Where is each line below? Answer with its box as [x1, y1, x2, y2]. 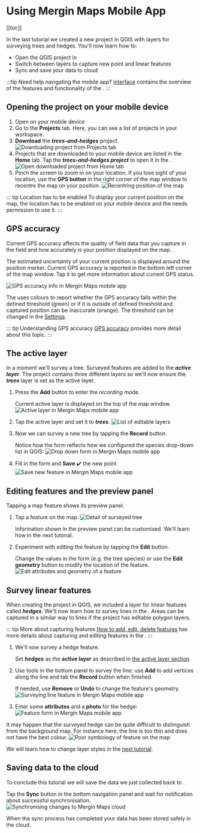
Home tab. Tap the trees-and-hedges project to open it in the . [14, 156, 172, 163]
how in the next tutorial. [14, 532, 74, 539]
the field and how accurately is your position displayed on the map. [6, 246, 172, 253]
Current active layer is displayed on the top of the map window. [14, 400, 171, 407]
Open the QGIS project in [14, 53, 77, 61]
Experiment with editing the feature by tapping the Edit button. [14, 543, 169, 551]
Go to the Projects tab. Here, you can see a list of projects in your [14, 124, 177, 132]
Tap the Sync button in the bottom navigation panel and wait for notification [6, 790, 193, 798]
